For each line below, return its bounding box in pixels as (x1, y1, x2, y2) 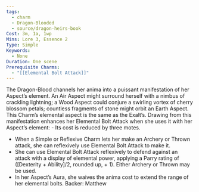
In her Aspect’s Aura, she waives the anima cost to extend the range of (14, 174, 189, 181)
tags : (6, 8, 20, 15)
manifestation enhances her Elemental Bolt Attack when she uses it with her (6, 117, 192, 125)
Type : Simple (6, 42, 39, 48)
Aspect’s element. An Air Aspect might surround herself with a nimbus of (6, 92, 185, 100)
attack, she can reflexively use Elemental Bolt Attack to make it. (14, 142, 171, 149)
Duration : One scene (6, 58, 58, 64)
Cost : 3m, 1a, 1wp (6, 31, 52, 37)
